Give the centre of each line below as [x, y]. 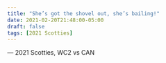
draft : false [26, 26]
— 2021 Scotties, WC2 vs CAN [51, 53]
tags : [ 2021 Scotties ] [40, 33]
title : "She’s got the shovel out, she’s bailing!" [83, 13]
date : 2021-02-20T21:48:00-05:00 [56, 20]
